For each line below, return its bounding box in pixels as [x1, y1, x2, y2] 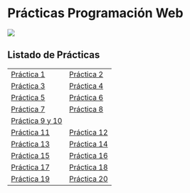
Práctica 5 [11, 92, 46, 102]
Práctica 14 [68, 139, 108, 149]
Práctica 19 [11, 174, 50, 184]
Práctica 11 [11, 127, 50, 137]
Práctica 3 [11, 81, 46, 91]
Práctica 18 [68, 162, 108, 172]
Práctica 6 [68, 92, 104, 102]
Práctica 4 [68, 81, 104, 91]
